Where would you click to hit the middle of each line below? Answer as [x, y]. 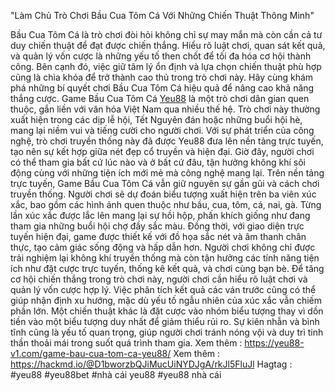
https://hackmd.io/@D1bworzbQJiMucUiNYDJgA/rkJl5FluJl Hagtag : [151, 364]
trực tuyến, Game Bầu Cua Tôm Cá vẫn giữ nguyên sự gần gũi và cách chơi [165, 183]
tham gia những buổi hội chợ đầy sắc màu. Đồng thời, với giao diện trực [157, 226]
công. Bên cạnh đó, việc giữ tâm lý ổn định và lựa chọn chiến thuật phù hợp [166, 66]
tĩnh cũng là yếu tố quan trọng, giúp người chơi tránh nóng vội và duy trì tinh [167, 332]
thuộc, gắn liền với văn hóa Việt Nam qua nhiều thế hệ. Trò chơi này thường [165, 109]
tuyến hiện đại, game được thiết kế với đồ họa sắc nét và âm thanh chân [158, 236]
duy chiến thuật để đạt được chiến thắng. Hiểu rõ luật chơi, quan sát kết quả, [168, 45]
